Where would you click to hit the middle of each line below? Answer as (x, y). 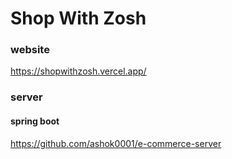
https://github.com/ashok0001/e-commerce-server (116, 143)
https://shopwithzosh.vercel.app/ (78, 71)
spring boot (35, 121)
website (30, 50)
